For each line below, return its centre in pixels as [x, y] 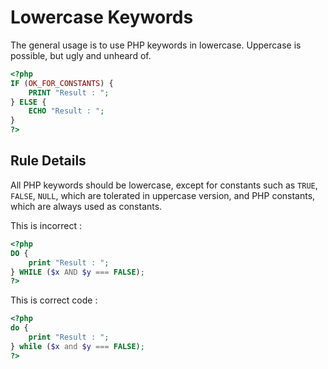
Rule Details [48, 161]
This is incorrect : [46, 225]
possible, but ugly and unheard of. [81, 55]
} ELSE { [28, 102]
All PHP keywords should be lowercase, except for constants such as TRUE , [164, 185]
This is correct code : [54, 300]
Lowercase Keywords [102, 17]
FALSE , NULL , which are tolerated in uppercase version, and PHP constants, [163, 195]
